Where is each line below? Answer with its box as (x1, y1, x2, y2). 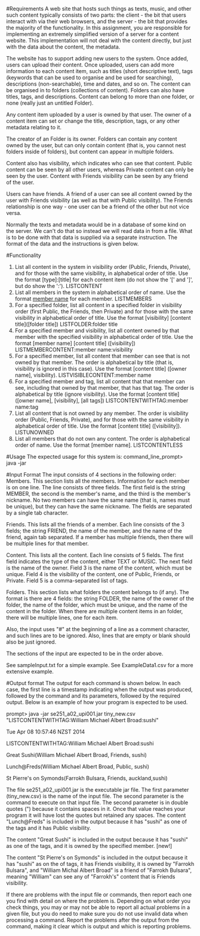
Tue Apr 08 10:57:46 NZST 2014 (6, 728, 85, 735)
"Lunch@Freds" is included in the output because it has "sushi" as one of (6, 818, 187, 825)
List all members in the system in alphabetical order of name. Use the (14, 289, 186, 296)
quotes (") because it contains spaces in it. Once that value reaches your (6, 805, 186, 812)
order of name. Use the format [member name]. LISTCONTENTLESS (14, 441, 183, 449)
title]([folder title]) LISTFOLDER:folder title (14, 320, 118, 328)
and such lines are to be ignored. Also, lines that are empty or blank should (6, 632, 190, 639)
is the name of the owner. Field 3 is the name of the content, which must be (6, 564, 192, 571)
